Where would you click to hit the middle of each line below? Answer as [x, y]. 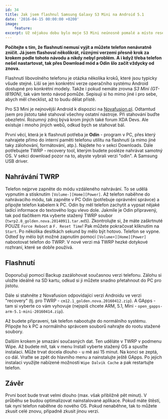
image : [12, 24]
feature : [23, 28]
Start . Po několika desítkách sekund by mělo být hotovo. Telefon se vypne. [83, 231]
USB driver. [17, 161]
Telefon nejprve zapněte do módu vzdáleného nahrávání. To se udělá [76, 189]
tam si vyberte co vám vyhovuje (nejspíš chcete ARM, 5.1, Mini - [71, 306]
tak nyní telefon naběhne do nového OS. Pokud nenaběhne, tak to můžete [81, 406]
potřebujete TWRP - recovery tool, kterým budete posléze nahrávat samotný [84, 151]
